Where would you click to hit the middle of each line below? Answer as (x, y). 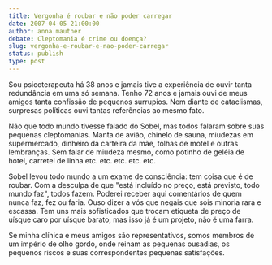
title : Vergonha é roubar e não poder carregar (91, 16)
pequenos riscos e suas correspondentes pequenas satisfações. (117, 252)
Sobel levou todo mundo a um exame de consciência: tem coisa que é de (131, 176)
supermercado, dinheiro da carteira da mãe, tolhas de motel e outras (123, 143)
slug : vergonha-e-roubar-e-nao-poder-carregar (89, 46)
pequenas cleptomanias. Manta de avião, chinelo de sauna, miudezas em (131, 134)
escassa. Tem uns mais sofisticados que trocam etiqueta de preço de (125, 211)
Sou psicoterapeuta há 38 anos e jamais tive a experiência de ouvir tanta (130, 84)
